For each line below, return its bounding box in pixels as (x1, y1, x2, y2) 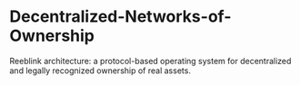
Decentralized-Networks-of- (9, 6, 232, 27)
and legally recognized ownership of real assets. (9, 65, 191, 76)
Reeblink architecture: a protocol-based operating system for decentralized (9, 55, 292, 66)
